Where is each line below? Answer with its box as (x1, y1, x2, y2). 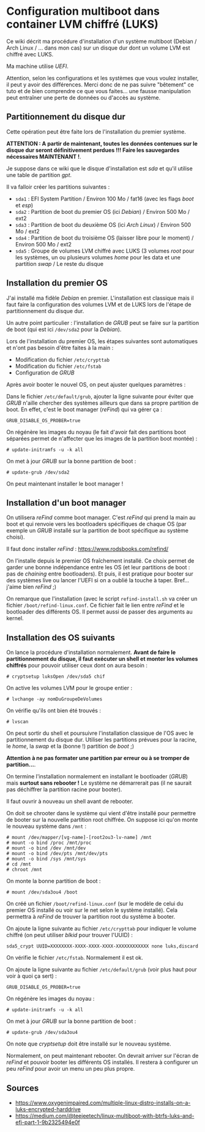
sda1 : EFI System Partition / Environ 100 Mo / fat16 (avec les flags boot (15, 195, 194, 202)
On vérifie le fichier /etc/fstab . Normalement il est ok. (6, 954, 144, 962)
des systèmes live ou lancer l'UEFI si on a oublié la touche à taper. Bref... (6, 577, 190, 584)
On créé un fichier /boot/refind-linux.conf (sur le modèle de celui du (6, 900, 184, 908)
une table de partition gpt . (6, 171, 72, 178)
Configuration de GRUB (15, 369, 75, 376)
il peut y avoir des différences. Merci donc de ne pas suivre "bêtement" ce (6, 81, 194, 88)
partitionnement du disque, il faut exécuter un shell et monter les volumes (6, 655, 198, 663)
